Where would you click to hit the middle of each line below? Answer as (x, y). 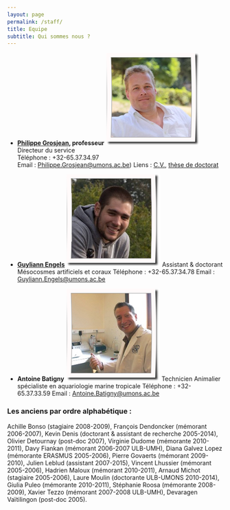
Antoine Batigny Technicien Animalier (119, 379)
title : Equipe (27, 29)
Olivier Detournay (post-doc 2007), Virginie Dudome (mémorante (99, 441)
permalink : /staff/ (35, 22)
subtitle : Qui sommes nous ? (49, 36)
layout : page (26, 14)
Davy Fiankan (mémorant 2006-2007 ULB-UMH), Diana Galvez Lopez (124, 448)
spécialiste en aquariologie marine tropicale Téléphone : (96, 386)
